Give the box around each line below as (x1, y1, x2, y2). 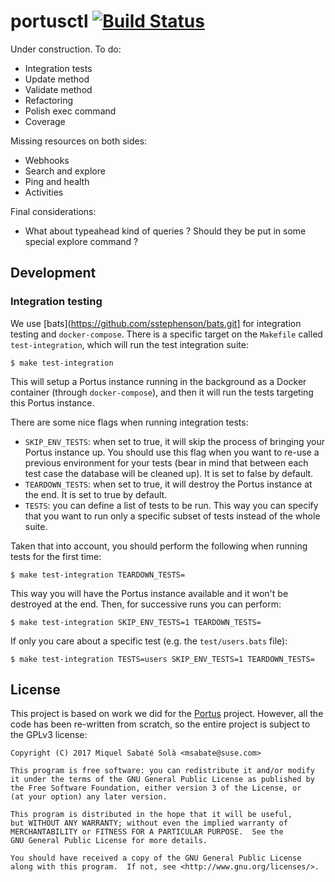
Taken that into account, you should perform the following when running (10, 540, 308, 552)
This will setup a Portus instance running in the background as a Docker (10, 375, 307, 387)
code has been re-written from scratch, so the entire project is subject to (10, 718, 311, 730)
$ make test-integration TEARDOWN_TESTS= (10, 570, 186, 580)
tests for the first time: (10, 550, 102, 562)
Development (10, 265, 97, 282)
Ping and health (24, 175, 90, 187)
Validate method (24, 83, 93, 95)
